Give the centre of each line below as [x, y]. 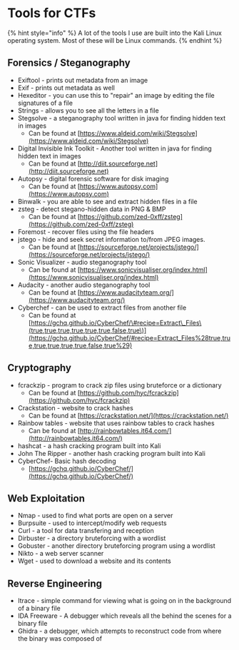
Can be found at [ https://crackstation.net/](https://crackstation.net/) [128, 415]
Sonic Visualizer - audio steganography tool [82, 262]
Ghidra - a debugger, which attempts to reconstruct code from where [119, 631]
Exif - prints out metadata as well [66, 88]
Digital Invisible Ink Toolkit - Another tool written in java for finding [115, 148]
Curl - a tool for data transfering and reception [86, 531]
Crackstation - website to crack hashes [75, 407]
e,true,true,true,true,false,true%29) [80, 345]
